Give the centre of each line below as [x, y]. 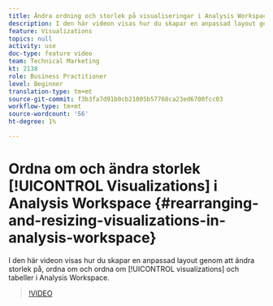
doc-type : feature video [50, 54]
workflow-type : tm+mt [45, 106]
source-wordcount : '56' [49, 114]
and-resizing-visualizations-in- [117, 221]
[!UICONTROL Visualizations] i [113, 186]
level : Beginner [36, 84]
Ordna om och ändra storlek [104, 169]
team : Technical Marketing [54, 62]
